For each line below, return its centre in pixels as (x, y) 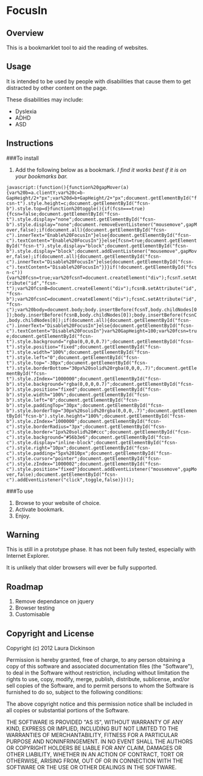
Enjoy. (23, 516)
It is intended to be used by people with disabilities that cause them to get (99, 81)
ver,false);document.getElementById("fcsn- (62, 475)
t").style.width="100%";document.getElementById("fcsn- (78, 352)
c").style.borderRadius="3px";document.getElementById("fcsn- (87, 427)
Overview (25, 33)
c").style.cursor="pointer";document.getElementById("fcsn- (84, 458)
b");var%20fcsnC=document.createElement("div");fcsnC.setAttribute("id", (102, 299)
